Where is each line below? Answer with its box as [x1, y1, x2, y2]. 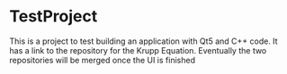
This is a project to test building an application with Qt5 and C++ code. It [9, 36, 278, 46]
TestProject [9, 6, 98, 27]
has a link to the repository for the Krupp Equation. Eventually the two [9, 45, 267, 55]
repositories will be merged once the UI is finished [9, 54, 196, 65]
